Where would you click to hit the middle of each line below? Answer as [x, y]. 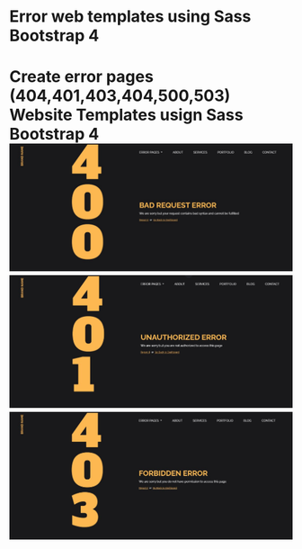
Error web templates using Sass [130, 17]
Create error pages [82, 77]
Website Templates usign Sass [127, 115]
